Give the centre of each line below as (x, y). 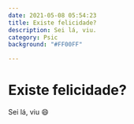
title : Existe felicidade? (52, 23)
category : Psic (33, 37)
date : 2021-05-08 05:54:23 (52, 15)
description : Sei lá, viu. (52, 30)
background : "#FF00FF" (45, 45)
